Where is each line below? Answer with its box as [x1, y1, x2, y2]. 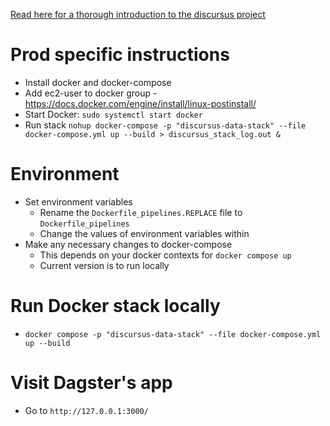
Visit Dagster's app [10, 372, 173, 394]
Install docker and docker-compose [24, 76, 172, 88]
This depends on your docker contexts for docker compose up [39, 249, 292, 261]
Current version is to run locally [39, 259, 170, 271]
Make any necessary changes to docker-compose [24, 238, 233, 250]
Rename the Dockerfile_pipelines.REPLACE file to [39, 206, 243, 218]
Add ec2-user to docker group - [24, 87, 158, 99]
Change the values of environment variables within [39, 227, 250, 239]
